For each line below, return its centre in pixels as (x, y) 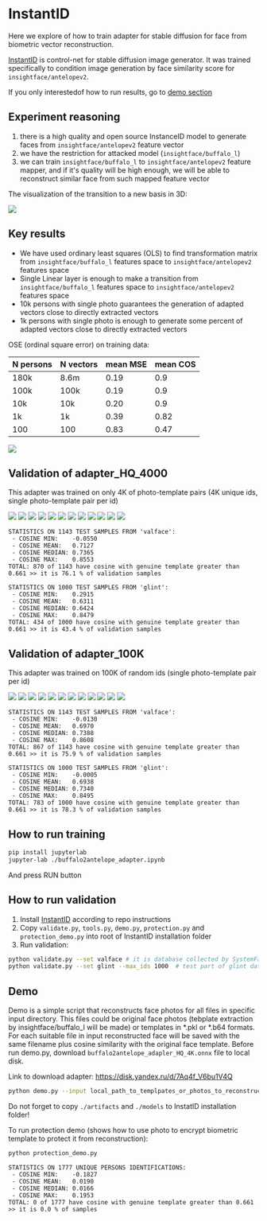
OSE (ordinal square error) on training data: (79, 344)
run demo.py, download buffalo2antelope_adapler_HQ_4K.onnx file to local (129, 1053)
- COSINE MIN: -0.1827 (54, 1174)
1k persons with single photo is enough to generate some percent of (131, 321)
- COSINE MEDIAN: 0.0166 (52, 1188)
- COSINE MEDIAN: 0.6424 (52, 609)
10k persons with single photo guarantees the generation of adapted (132, 304)
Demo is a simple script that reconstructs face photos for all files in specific (132, 1010)
